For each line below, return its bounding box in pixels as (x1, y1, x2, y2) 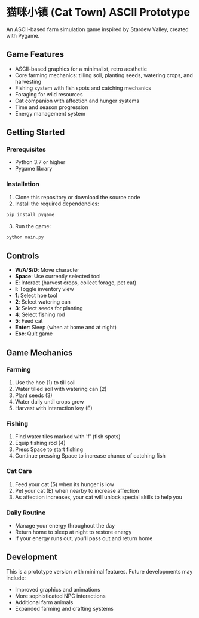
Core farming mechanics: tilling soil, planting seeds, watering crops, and (14, 71, 193, 78)
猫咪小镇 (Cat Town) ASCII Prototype (6, 5, 190, 19)
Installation (6, 180, 40, 189)
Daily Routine (6, 508, 46, 517)
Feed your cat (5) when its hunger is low (14, 480, 115, 488)
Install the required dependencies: (14, 200, 100, 207)
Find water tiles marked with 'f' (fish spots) (14, 433, 121, 440)
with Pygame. (6, 32, 40, 39)
